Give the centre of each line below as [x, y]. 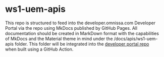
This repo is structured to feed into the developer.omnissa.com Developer [81, 23]
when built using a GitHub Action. [39, 49]
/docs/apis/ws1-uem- [136, 39]
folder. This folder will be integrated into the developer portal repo [82, 44]
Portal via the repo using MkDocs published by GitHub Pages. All [71, 28]
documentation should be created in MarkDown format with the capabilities [82, 33]
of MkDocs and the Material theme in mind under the [59, 39]
